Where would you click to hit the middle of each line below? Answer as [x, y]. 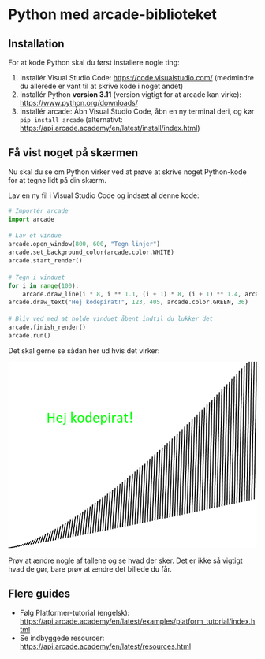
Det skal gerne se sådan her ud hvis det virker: [84, 350]
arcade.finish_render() [47, 328]
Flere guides [39, 594]
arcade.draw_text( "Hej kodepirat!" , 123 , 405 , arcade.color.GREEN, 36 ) [128, 302]
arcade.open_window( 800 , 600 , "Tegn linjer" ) [84, 244]
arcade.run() [30, 335]
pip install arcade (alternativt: [71, 119]
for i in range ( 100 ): [44, 285]
